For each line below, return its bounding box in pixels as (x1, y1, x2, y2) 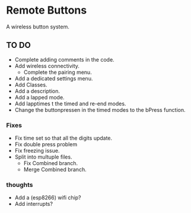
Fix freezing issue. (14, 147, 60, 154)
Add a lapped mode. (14, 93, 65, 101)
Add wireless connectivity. (14, 62, 80, 69)
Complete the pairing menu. (23, 69, 92, 76)
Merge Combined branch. (23, 166, 87, 173)
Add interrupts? (14, 201, 53, 208)
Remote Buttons (6, 4, 87, 17)
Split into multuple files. (14, 153, 72, 160)
